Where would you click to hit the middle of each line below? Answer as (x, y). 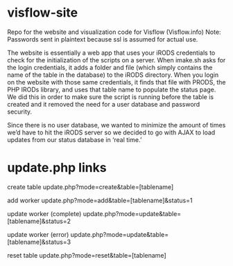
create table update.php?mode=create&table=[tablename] (90, 187)
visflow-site (43, 13)
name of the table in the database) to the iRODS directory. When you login (113, 75)
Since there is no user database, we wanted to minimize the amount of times (116, 125)
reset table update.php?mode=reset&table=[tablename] (87, 255)
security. (20, 112)
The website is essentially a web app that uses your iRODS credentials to (111, 53)
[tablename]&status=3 (39, 242)
